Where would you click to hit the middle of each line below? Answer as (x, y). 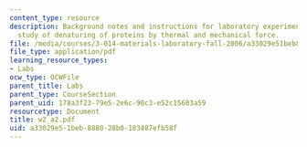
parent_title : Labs (47, 86)
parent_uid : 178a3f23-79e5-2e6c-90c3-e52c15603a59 (108, 103)
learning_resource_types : (58, 60)
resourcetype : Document (55, 111)
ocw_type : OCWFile (44, 78)
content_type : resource (55, 18)
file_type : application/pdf (63, 52)
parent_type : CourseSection (63, 94)
